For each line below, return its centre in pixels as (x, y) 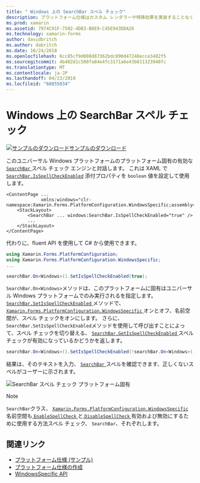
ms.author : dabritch (32, 45)
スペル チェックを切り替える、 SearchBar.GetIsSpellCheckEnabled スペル (105, 333)
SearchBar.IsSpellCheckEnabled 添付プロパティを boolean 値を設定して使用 (98, 175)
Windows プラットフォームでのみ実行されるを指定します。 (85, 296)
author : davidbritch (32, 39)
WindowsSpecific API (41, 474)
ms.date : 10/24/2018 (32, 51)
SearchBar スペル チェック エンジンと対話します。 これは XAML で (87, 168)
